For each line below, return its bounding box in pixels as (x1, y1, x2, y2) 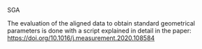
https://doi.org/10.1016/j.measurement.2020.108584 (7, 34, 155, 42)
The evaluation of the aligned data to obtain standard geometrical (7, 19, 195, 27)
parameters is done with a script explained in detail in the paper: (7, 27, 192, 35)
